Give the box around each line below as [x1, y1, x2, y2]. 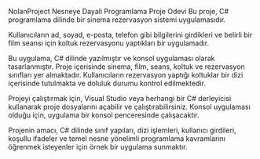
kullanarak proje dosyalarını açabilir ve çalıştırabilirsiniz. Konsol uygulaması [8, 102, 251, 111]
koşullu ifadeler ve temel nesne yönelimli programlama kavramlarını [8, 134, 226, 143]
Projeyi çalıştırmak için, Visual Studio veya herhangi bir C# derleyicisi [8, 94, 232, 103]
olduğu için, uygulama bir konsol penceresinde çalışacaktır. [8, 110, 200, 120]
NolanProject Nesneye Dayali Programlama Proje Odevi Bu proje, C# [8, 7, 229, 16]
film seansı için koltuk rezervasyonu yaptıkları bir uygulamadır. [8, 38, 210, 48]
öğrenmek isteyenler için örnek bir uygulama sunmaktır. [8, 143, 188, 151]
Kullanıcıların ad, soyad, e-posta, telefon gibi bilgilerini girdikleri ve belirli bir [8, 31, 253, 39]
